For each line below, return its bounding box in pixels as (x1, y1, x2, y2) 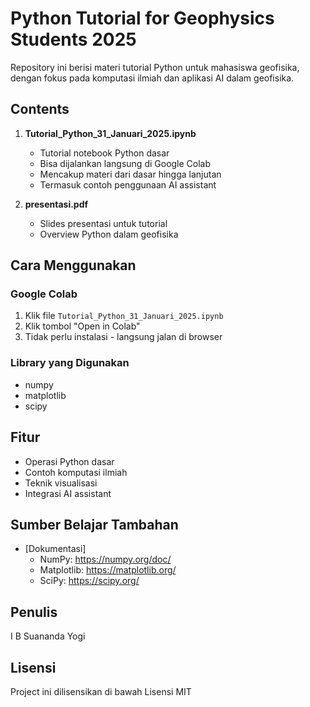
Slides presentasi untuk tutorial (39, 217, 168, 229)
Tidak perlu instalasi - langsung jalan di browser (24, 331, 223, 343)
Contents (10, 101, 70, 118)
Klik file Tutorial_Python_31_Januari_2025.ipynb (24, 310, 224, 322)
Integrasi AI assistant (24, 487, 112, 499)
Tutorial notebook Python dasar (39, 147, 170, 159)
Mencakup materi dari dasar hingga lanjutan (39, 168, 222, 180)
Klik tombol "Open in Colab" (24, 320, 141, 332)
